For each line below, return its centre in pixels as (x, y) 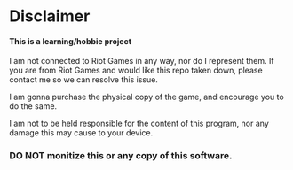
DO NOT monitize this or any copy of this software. (121, 156)
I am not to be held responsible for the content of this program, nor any (139, 124)
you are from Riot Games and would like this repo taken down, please (136, 70)
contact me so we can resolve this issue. (83, 80)
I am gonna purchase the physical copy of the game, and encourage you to (146, 97)
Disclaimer (50, 16)
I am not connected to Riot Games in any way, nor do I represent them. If (142, 61)
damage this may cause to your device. (81, 133)
